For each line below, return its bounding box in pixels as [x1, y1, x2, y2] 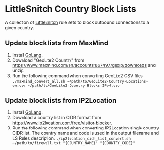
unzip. [12, 67, 25, 73]
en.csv [12, 83, 26, 88]
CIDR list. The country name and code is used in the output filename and [12, 130, 159, 136]
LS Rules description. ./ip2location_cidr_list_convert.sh [12, 135, 131, 141]
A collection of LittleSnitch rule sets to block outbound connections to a [5, 20, 149, 25]
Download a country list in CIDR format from [12, 114, 102, 120]
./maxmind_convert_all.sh [12, 79, 65, 84]
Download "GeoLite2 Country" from [12, 57, 85, 63]
